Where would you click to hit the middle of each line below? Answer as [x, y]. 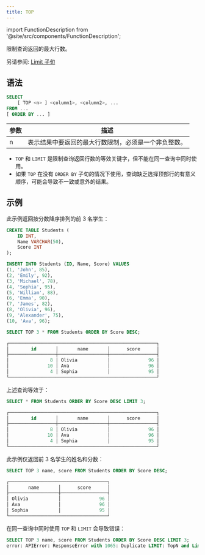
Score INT [30, 247]
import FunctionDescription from [47, 29]
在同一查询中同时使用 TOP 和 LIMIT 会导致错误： [66, 528]
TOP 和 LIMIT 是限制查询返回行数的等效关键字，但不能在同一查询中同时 [103, 158]
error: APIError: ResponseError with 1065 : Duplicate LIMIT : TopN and [98, 546]
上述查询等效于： [28, 390]
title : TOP [20, 12]
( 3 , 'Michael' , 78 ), [33, 281]
